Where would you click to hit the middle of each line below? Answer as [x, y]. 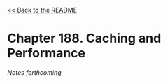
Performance [47, 54]
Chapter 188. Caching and [84, 38]
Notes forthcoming [34, 72]
